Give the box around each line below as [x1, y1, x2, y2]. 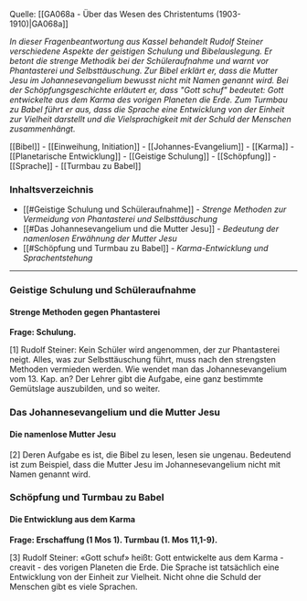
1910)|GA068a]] [9, 18, 69, 29]
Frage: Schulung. [9, 327, 77, 338]
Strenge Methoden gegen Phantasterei [9, 306, 161, 317]
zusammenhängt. [9, 123, 76, 134]
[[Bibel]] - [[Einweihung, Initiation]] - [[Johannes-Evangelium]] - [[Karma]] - [9, 142, 295, 152]
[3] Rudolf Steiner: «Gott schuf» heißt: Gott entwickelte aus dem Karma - [9, 552, 284, 563]
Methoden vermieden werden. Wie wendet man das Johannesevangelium [9, 364, 288, 374]
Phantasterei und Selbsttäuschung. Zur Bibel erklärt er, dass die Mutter [9, 65, 279, 76]
